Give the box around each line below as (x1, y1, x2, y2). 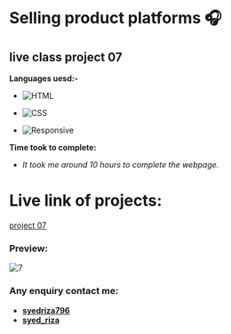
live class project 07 (9, 49, 123, 64)
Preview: (9, 242, 49, 255)
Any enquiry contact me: (9, 285, 119, 297)
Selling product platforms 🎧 (9, 8, 222, 29)
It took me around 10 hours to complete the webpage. (21, 159, 219, 170)
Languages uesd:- (9, 73, 78, 84)
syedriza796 (21, 305, 70, 315)
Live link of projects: (9, 191, 163, 211)
